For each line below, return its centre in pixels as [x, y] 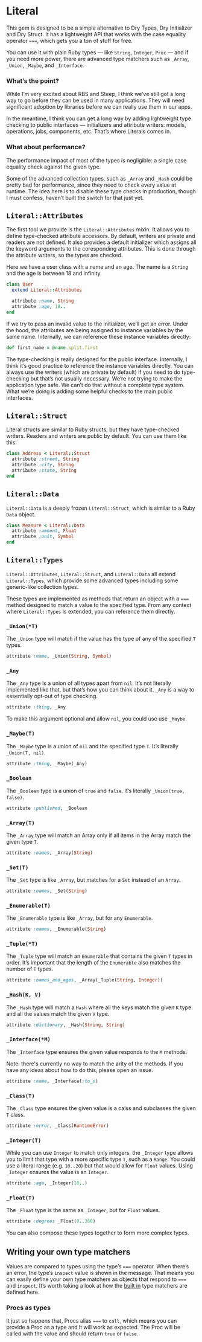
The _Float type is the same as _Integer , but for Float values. [83, 1210]
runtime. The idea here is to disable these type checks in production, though [101, 191]
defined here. [23, 1292]
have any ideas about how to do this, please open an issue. [80, 1070]
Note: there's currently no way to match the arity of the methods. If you [95, 1064]
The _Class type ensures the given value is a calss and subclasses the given [101, 1108]
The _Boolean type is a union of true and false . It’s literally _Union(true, [96, 791]
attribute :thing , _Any [36, 707]
